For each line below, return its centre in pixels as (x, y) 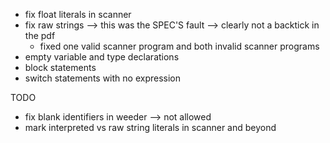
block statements (60, 67)
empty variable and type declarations (102, 57)
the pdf (40, 35)
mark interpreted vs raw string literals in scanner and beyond (150, 127)
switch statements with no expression (103, 78)
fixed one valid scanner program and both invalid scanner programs (179, 46)
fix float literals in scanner (78, 14)
